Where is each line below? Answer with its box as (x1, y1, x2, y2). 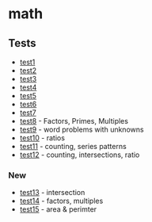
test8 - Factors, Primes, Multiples (19, 117, 129, 125)
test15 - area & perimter (19, 205, 97, 214)
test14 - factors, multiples (19, 196, 104, 206)
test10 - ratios (19, 133, 66, 143)
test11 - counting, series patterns (19, 142, 127, 151)
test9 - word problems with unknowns (19, 124, 144, 134)
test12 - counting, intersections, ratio (19, 150, 140, 159)
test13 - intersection (19, 188, 85, 197)
